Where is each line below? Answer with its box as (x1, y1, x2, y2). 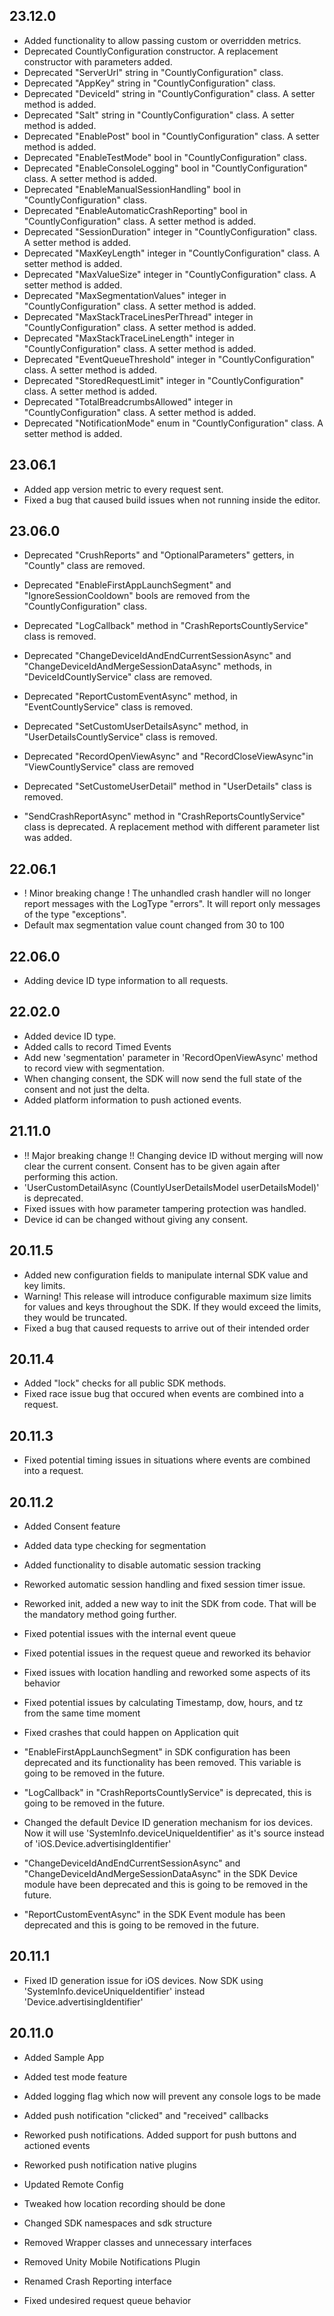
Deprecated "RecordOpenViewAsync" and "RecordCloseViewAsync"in (23, 750, 314, 763)
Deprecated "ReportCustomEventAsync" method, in (23, 690, 238, 703)
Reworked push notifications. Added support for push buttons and (23, 2129, 297, 2141)
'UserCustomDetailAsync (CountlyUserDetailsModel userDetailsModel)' (23, 1181, 320, 1193)
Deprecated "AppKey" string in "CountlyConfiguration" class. (23, 77, 276, 89)
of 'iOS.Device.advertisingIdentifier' (23, 1837, 172, 1849)
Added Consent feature (23, 1520, 121, 1532)
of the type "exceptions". (23, 909, 127, 921)
